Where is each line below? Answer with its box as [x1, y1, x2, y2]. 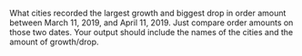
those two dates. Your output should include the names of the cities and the [9, 27, 294, 37]
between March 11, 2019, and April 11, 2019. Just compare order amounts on [9, 17, 294, 28]
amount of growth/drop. [9, 36, 99, 47]
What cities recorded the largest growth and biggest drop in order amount [9, 8, 287, 18]
